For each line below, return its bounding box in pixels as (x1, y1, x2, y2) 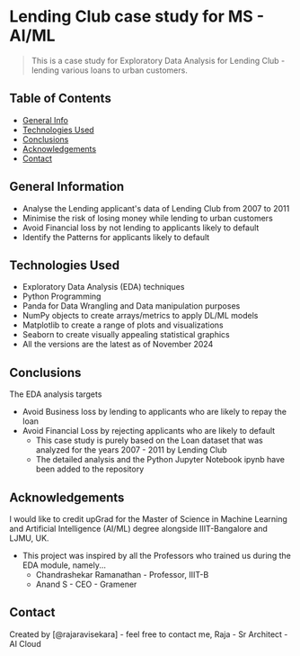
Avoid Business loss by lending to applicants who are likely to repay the (22, 407, 287, 418)
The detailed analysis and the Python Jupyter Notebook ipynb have (35, 454, 286, 465)
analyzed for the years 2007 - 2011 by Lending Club (35, 445, 227, 455)
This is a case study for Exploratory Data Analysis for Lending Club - (31, 55, 286, 66)
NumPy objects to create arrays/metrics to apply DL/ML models (22, 310, 259, 321)
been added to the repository (35, 463, 145, 474)
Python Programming (22, 291, 101, 302)
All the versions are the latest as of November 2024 (22, 339, 214, 350)
